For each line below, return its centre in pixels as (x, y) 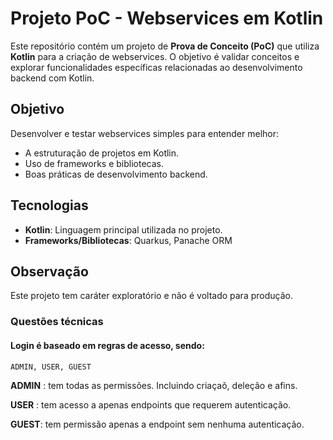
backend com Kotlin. (52, 78)
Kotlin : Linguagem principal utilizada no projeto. (123, 229)
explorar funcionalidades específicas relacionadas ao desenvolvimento (156, 67)
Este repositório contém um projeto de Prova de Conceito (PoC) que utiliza (165, 46)
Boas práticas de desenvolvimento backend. (116, 174)
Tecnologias (49, 205)
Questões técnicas (57, 322)
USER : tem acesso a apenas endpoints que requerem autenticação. (151, 404)
